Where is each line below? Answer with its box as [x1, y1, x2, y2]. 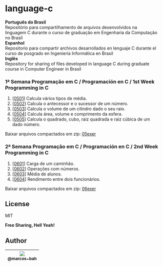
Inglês [5, 55, 18, 61]
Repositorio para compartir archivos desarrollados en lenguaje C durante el [5, 45, 156, 51]
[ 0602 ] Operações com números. [12, 166, 80, 171]
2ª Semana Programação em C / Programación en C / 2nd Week [5, 143, 159, 150]
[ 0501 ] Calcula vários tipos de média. [12, 96, 87, 101]
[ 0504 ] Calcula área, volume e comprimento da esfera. [12, 111, 123, 117]
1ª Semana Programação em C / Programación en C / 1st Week [5, 78, 155, 85]
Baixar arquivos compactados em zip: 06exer [5, 186, 96, 192]
